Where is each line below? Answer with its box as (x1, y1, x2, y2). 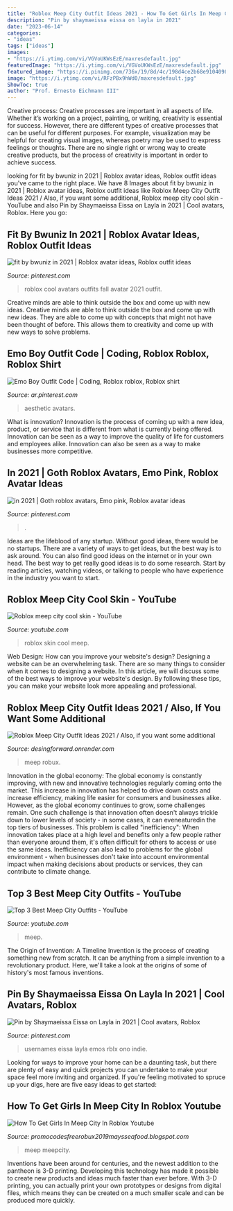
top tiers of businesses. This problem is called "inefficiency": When (7, 823, 200, 831)
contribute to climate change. (7, 867, 92, 876)
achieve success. (7, 158, 57, 167)
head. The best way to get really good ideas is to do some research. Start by (7, 559, 226, 567)
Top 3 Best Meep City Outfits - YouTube (7, 888, 182, 899)
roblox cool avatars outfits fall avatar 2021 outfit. (24, 285, 162, 293)
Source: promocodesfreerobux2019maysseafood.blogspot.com (7, 1132, 189, 1140)
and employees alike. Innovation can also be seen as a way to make (7, 439, 201, 448)
